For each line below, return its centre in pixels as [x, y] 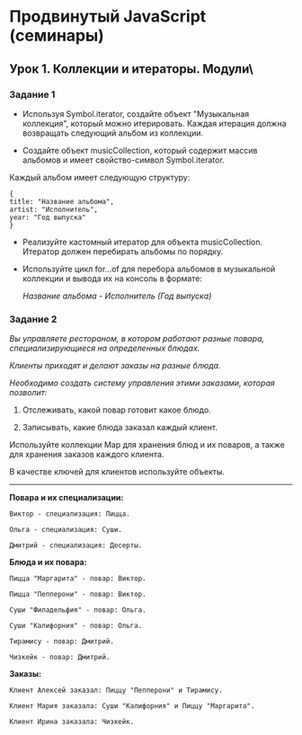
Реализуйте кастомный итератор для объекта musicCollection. [142, 242]
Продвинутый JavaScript [108, 17]
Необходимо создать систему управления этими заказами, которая [142, 383]
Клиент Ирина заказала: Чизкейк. [72, 722]
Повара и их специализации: [67, 498]
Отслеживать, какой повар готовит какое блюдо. [116, 410]
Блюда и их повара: [48, 562]
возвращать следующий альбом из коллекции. [113, 133]
